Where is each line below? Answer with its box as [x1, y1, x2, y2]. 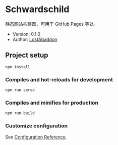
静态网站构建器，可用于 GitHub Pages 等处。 [5, 21, 98, 27]
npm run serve [5, 87, 35, 93]
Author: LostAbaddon [12, 36, 57, 42]
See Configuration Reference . [5, 134, 67, 140]
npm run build [5, 111, 35, 116]
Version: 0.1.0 [12, 31, 41, 37]
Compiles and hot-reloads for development [5, 76, 113, 83]
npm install [5, 64, 30, 69]
